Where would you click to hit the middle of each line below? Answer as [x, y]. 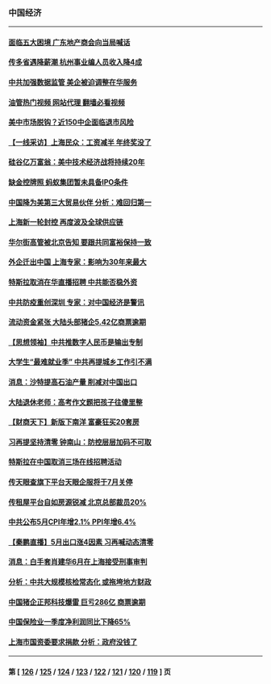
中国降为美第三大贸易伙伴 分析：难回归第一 [80, 202]
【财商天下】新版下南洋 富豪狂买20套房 [74, 422]
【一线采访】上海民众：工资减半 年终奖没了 [80, 142]
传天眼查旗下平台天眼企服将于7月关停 [71, 481]
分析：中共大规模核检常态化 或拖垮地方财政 [80, 581]
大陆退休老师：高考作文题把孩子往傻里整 [75, 402]
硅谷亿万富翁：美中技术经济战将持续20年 [77, 162]
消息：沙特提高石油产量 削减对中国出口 [73, 382]
